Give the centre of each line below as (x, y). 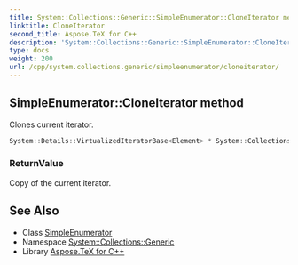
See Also (34, 211)
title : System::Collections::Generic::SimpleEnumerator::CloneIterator (144, 17)
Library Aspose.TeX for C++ (73, 251)
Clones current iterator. (51, 124)
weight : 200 (31, 59)
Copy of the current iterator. (60, 182)
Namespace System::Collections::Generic (98, 242)
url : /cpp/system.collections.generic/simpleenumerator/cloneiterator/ (144, 68)
